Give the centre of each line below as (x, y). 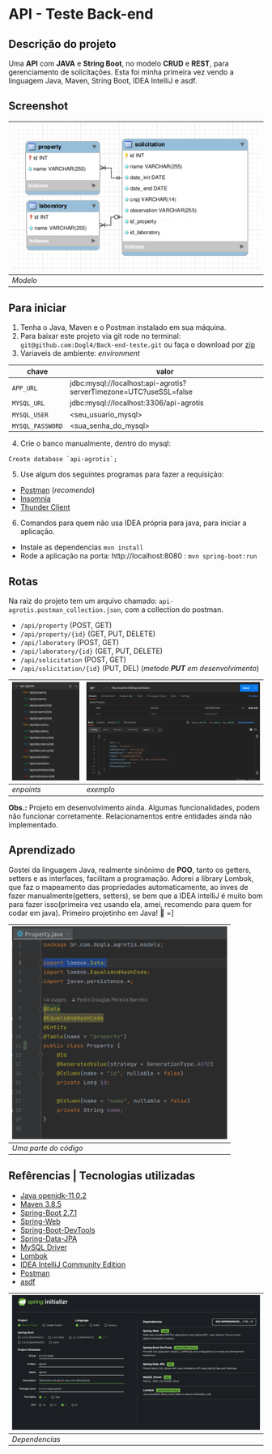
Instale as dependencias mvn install (82, 547)
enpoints (26, 789)
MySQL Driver (43, 1247)
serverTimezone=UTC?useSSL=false (131, 392)
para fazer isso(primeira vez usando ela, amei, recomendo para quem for (130, 904)
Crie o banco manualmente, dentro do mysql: (96, 443)
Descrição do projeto (62, 44)
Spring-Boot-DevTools (57, 1229)
